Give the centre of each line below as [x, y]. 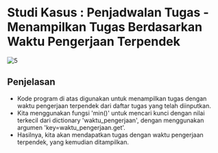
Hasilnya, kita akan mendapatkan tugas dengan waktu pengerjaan [110, 135]
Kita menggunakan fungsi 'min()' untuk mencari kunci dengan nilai [111, 113]
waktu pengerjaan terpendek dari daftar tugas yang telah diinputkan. [114, 106]
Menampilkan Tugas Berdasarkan [105, 27]
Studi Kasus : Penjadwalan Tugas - [108, 13]
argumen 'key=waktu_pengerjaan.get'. [71, 127]
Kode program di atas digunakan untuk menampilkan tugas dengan [112, 98]
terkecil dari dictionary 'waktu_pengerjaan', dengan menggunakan [110, 120]
